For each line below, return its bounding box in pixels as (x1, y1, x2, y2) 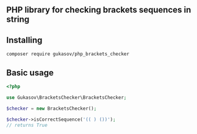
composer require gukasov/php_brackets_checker (6, 51, 130, 57)
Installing (6, 35, 43, 45)
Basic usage (6, 67, 54, 78)
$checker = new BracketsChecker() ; (6, 106, 97, 112)
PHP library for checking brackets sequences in (6, 5, 192, 15)
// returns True (6, 122, 48, 128)
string (6, 15, 30, 25)
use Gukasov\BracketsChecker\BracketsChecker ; (6, 94, 127, 101)
